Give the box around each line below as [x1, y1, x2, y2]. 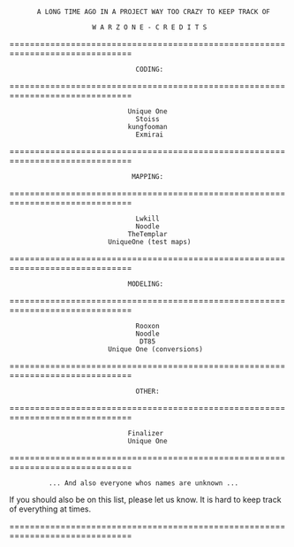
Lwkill [135, 214, 161, 223]
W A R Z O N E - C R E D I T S [92, 23, 207, 32]
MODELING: [127, 280, 164, 289]
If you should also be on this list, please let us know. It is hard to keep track [9, 495, 282, 505]
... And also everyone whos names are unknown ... [48, 479, 239, 488]
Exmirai [135, 130, 164, 139]
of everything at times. [9, 504, 91, 514]
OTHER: [135, 387, 161, 396]
